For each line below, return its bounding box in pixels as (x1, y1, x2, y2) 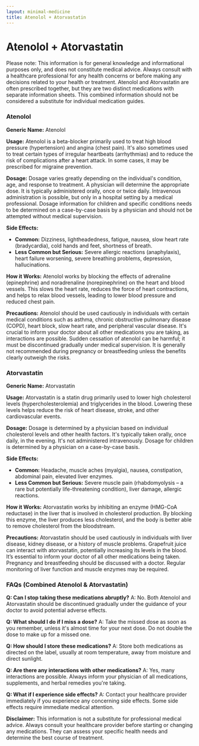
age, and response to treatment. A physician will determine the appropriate (6, 181, 189, 188)
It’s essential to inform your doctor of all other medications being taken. (6, 553, 181, 561)
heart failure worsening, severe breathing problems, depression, (14, 255, 172, 262)
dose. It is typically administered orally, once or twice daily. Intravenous (6, 187, 181, 194)
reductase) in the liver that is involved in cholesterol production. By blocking (6, 510, 192, 517)
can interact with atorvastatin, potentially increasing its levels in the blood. (6, 547, 188, 554)
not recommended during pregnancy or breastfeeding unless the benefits (6, 347, 186, 355)
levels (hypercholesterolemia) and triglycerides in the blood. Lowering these (6, 400, 192, 407)
